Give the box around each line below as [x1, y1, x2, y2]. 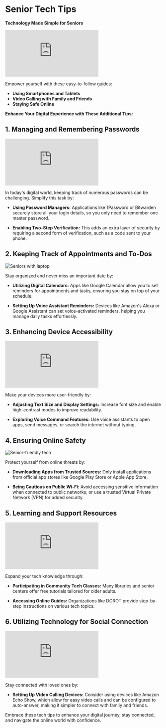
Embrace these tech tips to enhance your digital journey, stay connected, [5, 712, 155, 718]
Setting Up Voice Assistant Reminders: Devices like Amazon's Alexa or [12, 303, 160, 309]
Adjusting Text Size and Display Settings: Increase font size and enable [12, 401, 161, 407]
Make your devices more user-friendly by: [5, 392, 91, 398]
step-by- [139, 598, 158, 604]
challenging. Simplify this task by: [5, 194, 74, 200]
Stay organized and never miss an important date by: [5, 273, 113, 279]
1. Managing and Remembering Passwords [5, 125, 140, 134]
